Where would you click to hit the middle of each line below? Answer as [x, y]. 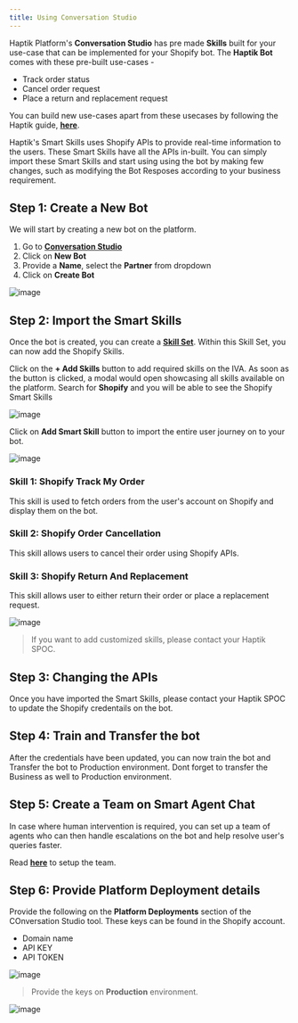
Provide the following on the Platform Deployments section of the [130, 912]
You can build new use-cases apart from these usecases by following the [144, 115]
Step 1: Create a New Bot [79, 208]
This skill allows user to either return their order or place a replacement [139, 596]
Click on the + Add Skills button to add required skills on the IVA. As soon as [149, 369]
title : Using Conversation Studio [73, 17]
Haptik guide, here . [44, 125]
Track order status [56, 79]
